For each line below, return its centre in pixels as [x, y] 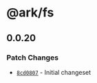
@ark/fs [30, 13]
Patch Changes [33, 58]
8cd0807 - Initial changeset [54, 72]
